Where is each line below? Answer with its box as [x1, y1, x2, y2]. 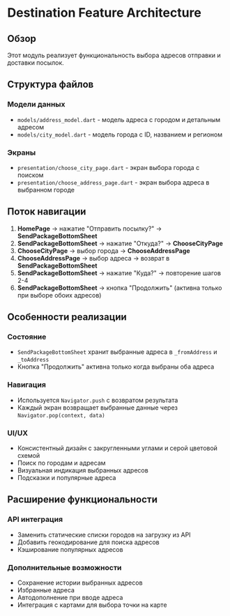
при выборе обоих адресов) [17, 291, 102, 299]
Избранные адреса [17, 586, 75, 594]
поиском [17, 171, 44, 179]
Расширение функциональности [7, 493, 158, 506]
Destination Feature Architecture [7, 5, 202, 21]
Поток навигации [7, 206, 86, 217]
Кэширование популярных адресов [17, 545, 123, 553]
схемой [17, 452, 40, 460]
